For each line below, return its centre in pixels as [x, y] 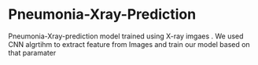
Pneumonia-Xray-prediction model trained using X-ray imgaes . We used [126, 36]
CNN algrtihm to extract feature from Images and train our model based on [129, 44]
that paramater [32, 52]
